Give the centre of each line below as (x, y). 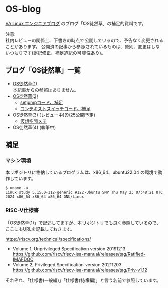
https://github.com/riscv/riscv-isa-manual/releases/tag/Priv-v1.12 (80, 270)
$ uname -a (17, 188)
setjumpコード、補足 (41, 102)
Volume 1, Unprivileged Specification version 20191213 (69, 248)
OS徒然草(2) (25, 96)
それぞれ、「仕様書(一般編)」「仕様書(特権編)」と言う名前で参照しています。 (83, 280)
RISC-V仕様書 (22, 210)
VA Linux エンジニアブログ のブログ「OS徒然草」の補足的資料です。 (76, 23)
